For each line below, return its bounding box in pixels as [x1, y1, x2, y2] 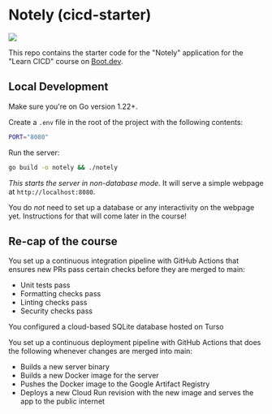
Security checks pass [19, 306, 93, 316]
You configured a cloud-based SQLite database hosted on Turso [8, 322, 225, 332]
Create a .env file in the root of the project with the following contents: [8, 117, 244, 127]
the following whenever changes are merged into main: [8, 347, 193, 356]
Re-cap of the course [8, 234, 118, 248]
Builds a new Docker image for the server [19, 371, 160, 381]
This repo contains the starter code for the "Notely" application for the [8, 47, 244, 58]
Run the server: [8, 148, 60, 157]
